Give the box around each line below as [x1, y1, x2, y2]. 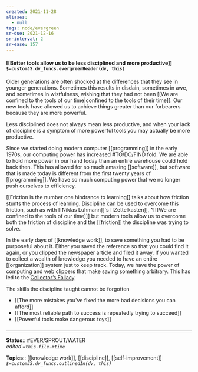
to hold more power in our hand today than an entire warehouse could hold [6, 157, 188, 164]
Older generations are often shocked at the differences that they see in [6, 78, 179, 85]
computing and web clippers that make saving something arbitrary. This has [6, 268, 190, 275]
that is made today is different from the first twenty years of [6, 170, 151, 177]
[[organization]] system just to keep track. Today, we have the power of [6, 262, 180, 269]
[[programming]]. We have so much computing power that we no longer [6, 176, 181, 183]
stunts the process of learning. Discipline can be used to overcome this [6, 200, 179, 207]
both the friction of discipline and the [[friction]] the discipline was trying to [6, 219, 189, 226]
